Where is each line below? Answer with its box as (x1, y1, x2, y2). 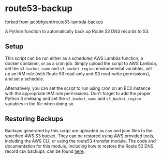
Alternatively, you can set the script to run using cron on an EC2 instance (5, 85, 151, 91)
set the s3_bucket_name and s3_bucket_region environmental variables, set (5, 65, 152, 71)
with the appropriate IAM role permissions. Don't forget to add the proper (5, 90, 151, 96)
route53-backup (5, 3, 73, 14)
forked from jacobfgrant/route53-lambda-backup (5, 19, 103, 25)
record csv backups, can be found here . (5, 148, 85, 154)
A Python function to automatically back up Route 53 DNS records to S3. (5, 28, 149, 34)
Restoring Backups (5, 115, 64, 123)
